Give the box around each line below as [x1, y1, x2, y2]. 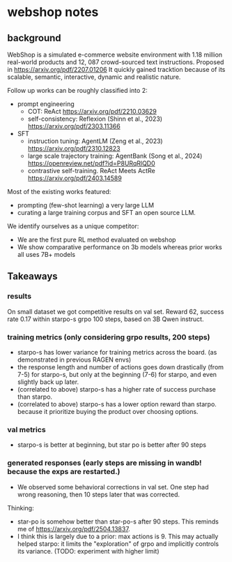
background [7, 32, 61, 44]
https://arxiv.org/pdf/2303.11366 [27, 122, 121, 130]
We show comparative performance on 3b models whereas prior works [17, 243, 223, 251]
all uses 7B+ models [17, 251, 75, 258]
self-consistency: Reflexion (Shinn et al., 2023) [27, 114, 162, 123]
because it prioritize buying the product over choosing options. [17, 407, 199, 415]
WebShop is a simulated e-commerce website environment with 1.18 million [7, 50, 223, 59]
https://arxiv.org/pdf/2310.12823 [27, 145, 121, 152]
